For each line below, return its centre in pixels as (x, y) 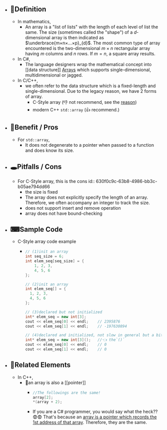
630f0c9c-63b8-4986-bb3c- (126, 181)
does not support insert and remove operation (73, 208)
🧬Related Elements (40, 365)
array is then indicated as (78, 37)
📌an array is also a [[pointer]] (55, 382)
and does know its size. (49, 150)
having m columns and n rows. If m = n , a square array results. (90, 53)
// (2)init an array (47, 284)
